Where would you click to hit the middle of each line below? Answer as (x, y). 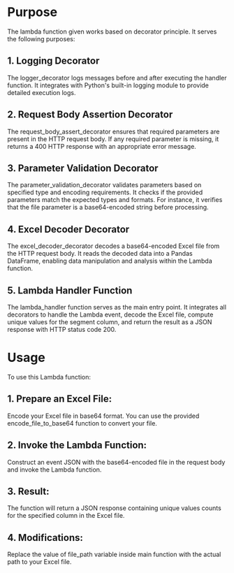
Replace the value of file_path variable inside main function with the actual (114, 554)
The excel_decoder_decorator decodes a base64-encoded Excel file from (114, 246)
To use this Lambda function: (49, 377)
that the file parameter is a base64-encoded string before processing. (108, 208)
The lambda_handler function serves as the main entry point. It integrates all (117, 307)
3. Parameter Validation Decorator (83, 168)
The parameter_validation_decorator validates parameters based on (104, 185)
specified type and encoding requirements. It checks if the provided (105, 192)
